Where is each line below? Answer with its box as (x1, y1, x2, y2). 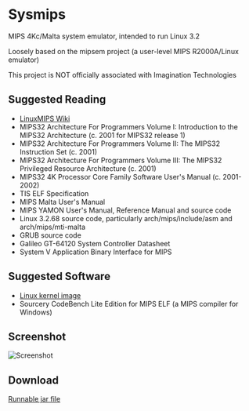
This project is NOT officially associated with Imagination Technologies (8, 70, 237, 79)
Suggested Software (8, 270, 111, 283)
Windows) (19, 307, 52, 317)
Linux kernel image (19, 290, 81, 300)
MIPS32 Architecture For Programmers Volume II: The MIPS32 (19, 139, 221, 148)
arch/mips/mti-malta (19, 222, 86, 231)
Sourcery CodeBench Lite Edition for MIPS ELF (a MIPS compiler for (19, 299, 239, 308)
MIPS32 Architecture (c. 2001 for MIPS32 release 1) (19, 130, 186, 140)
